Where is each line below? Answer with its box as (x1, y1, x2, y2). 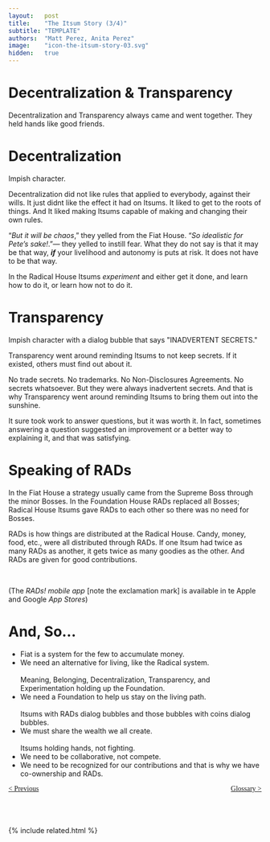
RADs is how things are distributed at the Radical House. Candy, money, (8, 528, 247, 539)
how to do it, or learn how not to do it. (8, 280, 133, 290)
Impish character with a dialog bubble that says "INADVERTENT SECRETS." (8, 335, 258, 344)
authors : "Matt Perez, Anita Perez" (8, 34, 135, 43)
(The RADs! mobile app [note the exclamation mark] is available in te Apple (8, 585, 256, 595)
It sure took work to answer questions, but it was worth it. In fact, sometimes (8, 416, 262, 425)
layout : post (8, 11, 59, 20)
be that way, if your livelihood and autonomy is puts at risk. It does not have (8, 247, 259, 257)
